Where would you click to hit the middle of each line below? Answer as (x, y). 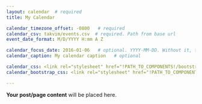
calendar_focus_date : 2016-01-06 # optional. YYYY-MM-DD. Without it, (99, 50)
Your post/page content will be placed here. (62, 94)
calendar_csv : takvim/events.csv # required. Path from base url (91, 34)
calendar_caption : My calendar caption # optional (74, 56)
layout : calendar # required (44, 12)
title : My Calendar (31, 17)
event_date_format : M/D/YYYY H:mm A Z (55, 40)
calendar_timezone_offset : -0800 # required (66, 28)
